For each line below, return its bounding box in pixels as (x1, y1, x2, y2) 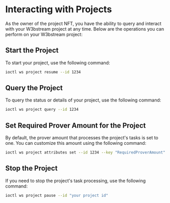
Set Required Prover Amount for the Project (5, 121, 147, 130)
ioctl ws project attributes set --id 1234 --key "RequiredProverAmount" (5, 150, 166, 155)
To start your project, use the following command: (5, 60, 110, 66)
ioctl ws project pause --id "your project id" (5, 193, 109, 198)
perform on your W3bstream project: (5, 31, 83, 37)
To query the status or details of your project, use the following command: (5, 97, 161, 103)
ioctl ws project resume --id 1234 (5, 69, 81, 74)
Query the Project (5, 84, 63, 92)
